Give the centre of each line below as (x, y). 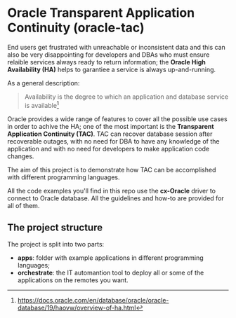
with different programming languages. (64, 177)
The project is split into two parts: (56, 244)
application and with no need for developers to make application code (108, 148)
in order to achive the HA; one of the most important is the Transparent (111, 126)
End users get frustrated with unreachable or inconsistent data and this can (117, 47)
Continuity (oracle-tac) (76, 28)
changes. (21, 156)
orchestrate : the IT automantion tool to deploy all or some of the (111, 273)
